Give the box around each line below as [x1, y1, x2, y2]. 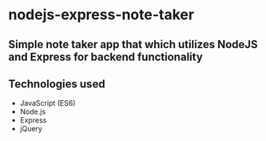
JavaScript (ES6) [19, 99, 76, 108]
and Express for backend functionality [8, 50, 204, 63]
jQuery [19, 124, 42, 134]
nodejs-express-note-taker [8, 6, 194, 24]
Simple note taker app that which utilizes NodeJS [8, 38, 258, 51]
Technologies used [8, 77, 105, 91]
